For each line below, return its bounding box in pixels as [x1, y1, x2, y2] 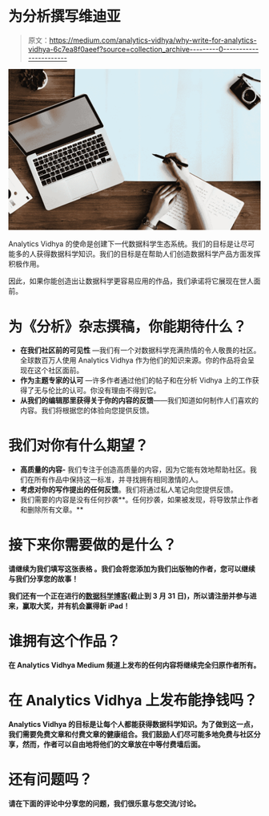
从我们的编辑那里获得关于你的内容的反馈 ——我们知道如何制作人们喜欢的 [19, 396, 259, 405]
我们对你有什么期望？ [8, 436, 150, 455]
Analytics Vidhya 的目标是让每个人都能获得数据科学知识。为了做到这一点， [8, 720, 258, 729]
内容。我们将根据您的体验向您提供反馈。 [19, 406, 154, 416]
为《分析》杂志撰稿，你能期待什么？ [8, 318, 247, 335]
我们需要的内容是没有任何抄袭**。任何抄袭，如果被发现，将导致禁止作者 [19, 495, 259, 505]
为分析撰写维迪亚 [8, 7, 122, 26]
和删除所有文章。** [19, 505, 84, 514]
